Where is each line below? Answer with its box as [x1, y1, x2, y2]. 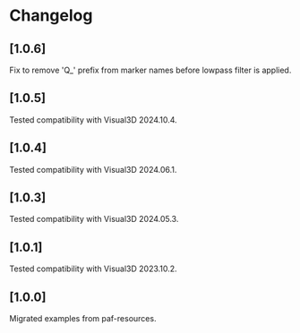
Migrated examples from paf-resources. [9, 313, 157, 324]
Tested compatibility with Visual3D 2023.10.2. [9, 263, 177, 274]
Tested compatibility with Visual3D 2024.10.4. [9, 114, 177, 125]
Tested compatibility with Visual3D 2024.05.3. [9, 214, 179, 225]
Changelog [9, 5, 93, 26]
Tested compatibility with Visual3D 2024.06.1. [9, 164, 177, 175]
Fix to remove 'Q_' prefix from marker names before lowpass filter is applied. [9, 64, 292, 75]
